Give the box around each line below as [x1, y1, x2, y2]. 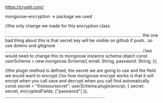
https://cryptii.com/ [5, 4, 44, 10]
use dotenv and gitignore [5, 43, 56, 48]
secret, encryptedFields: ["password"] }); [5, 88, 88, 94]
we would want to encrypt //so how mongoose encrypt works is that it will [5, 73, 154, 78]
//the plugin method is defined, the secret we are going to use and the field [5, 68, 156, 73]
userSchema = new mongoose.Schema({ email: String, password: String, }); [5, 58, 158, 64]
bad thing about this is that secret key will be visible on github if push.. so [5, 37, 153, 43]
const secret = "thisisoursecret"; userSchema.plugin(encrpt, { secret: [5, 83, 145, 89]
